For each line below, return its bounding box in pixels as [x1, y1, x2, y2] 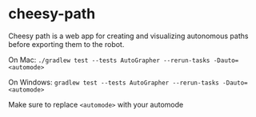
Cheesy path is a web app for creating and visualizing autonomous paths [8, 31, 249, 41]
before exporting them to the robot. [8, 39, 125, 49]
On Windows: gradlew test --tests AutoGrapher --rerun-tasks [8, 77, 220, 87]
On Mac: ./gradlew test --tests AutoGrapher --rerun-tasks [8, 55, 210, 64]
